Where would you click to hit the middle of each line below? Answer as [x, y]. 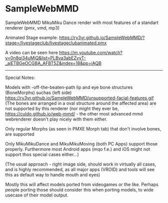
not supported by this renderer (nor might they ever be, [62, 108]
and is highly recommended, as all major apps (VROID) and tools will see [80, 169]
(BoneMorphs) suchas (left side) [38, 92]
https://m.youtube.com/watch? [91, 52]
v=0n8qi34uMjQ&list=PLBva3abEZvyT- [45, 57]
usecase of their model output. [37, 195]
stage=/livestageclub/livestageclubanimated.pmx [56, 42]
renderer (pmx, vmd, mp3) [32, 27]
